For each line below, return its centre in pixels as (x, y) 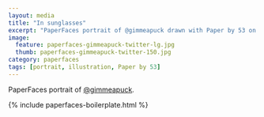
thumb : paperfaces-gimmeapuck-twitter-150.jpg (93, 52)
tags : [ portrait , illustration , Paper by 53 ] (84, 67)
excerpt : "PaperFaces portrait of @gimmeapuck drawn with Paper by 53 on (132, 30)
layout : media (32, 15)
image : (19, 38)
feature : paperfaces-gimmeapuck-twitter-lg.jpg (95, 45)
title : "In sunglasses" (47, 23)
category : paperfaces (44, 60)
